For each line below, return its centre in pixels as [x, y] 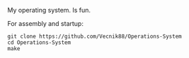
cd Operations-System [39, 43]
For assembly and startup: [45, 23]
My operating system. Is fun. [49, 10]
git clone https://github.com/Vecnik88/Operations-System [94, 36]
